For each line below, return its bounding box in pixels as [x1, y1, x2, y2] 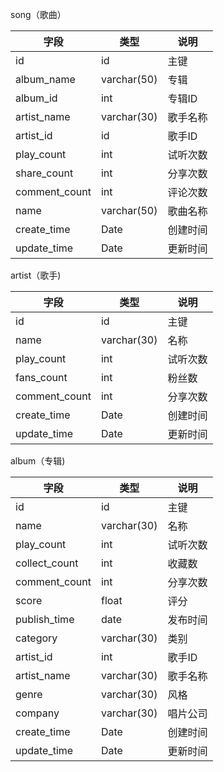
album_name [15, 73, 76, 86]
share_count [15, 166, 74, 180]
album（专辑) [10, 455, 66, 467]
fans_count [15, 371, 68, 384]
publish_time [15, 613, 75, 626]
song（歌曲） [10, 9, 67, 20]
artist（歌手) [10, 269, 62, 281]
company [15, 706, 60, 720]
